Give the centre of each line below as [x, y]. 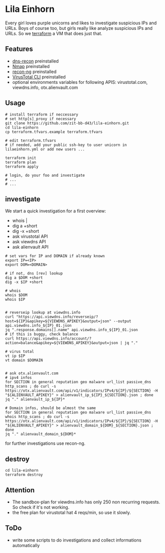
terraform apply [22, 167]
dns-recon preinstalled [36, 61]
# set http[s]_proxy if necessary [41, 119]
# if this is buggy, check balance [42, 334]
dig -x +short [26, 231]
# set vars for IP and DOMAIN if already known [55, 256]
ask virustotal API [30, 236]
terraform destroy [24, 475]
